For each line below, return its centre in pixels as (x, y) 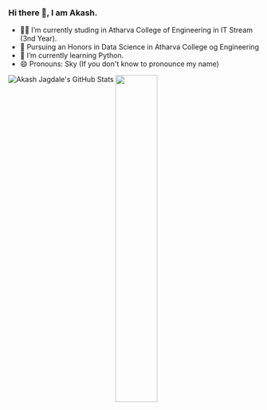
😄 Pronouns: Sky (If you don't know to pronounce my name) (119, 64)
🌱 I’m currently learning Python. (72, 56)
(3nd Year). (38, 38)
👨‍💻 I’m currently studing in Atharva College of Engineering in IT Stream (136, 30)
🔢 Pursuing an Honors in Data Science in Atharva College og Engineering (139, 47)
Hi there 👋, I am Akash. (53, 13)
